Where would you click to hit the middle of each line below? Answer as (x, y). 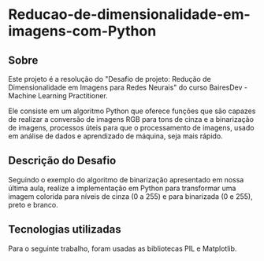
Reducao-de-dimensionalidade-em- (129, 15)
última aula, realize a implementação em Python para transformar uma (122, 188)
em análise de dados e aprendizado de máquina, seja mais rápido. (115, 136)
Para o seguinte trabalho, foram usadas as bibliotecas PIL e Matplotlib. (123, 248)
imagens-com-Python (82, 31)
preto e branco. (33, 204)
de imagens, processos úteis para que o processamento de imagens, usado (131, 128)
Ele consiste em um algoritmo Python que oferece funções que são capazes (132, 111)
